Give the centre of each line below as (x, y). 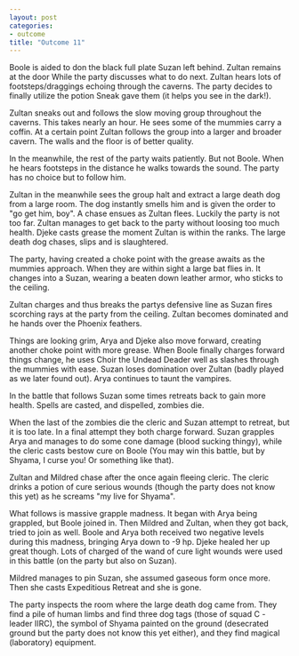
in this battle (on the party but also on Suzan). (93, 561)
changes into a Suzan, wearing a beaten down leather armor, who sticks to (146, 278)
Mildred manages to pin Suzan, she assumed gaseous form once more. (140, 578)
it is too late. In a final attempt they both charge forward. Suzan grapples (142, 432)
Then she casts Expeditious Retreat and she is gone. (105, 588)
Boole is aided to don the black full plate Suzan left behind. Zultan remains (145, 68)
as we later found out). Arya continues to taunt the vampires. (121, 379)
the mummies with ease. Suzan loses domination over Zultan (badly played (147, 369)
